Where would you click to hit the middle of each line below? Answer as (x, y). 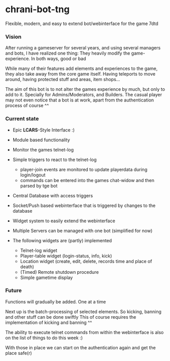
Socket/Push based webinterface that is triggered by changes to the (84, 205)
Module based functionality (41, 140)
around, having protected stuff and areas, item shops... (63, 80)
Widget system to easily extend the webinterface (64, 221)
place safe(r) (19, 353)
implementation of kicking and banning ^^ (49, 322)
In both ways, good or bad (59, 59)
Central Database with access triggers (53, 195)
